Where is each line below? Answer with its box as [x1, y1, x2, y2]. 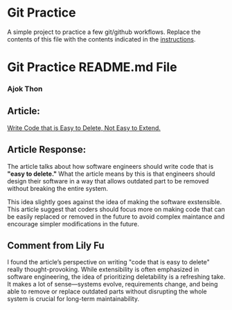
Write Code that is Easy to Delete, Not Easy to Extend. [7, 123, 161, 132]
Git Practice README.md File [7, 60, 178, 75]
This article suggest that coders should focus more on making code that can [7, 205, 225, 213]
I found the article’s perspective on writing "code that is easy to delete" [7, 258, 210, 266]
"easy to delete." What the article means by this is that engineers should [7, 170, 215, 178]
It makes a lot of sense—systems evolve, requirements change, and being [7, 280, 218, 289]
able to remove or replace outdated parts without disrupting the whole [7, 287, 207, 295]
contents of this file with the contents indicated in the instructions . [7, 35, 196, 43]
